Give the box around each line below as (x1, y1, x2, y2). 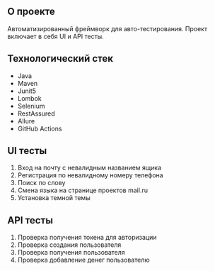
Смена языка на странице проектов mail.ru (17, 186, 149, 194)
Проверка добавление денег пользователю (17, 255, 150, 265)
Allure (17, 116, 35, 125)
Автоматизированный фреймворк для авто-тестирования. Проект (7, 24, 207, 33)
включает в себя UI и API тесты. (7, 32, 104, 40)
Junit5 (17, 87, 37, 95)
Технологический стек (7, 52, 114, 65)
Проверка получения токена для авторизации (17, 233, 157, 242)
